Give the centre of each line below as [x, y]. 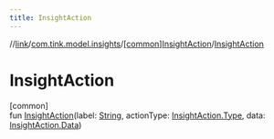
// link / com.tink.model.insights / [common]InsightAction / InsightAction [137, 44]
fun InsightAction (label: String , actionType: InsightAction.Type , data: [138, 115]
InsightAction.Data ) [46, 124]
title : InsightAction [51, 18]
